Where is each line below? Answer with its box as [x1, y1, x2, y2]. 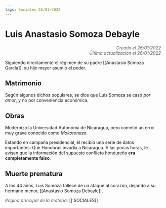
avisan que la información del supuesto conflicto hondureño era [5, 150, 135, 156]
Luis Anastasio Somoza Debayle [5, 28, 140, 39]
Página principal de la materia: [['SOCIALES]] [5, 198, 98, 203]
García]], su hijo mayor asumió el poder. [5, 65, 86, 70]
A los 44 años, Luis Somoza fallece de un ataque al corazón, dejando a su [5, 183, 156, 188]
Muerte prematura [5, 170, 63, 178]
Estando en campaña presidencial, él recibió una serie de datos [5, 139, 134, 145]
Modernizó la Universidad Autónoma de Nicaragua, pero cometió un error [5, 125, 155, 131]
